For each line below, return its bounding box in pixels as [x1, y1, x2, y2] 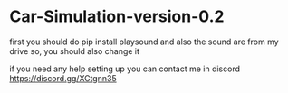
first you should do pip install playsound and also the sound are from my [9, 36, 279, 47]
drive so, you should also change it [9, 45, 140, 56]
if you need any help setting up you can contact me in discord [9, 63, 240, 74]
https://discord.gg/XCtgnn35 [9, 72, 117, 83]
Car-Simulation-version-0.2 [9, 6, 225, 27]
